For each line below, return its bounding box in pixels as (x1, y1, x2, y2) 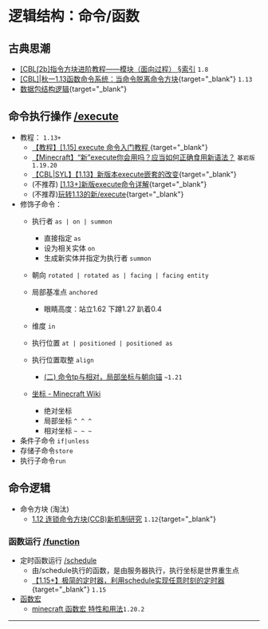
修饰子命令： (19, 199, 62, 208)
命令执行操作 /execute (8, 109, 119, 124)
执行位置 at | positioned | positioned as (31, 338, 173, 347)
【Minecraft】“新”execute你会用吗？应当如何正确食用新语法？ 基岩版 (31, 152, 255, 162)
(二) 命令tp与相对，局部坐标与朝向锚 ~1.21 (43, 372, 183, 382)
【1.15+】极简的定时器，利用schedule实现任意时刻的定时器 (31, 576, 225, 585)
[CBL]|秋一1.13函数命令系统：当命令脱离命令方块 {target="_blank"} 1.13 (19, 74, 253, 84)
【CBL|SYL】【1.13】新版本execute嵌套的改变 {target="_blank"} (31, 169, 237, 179)
